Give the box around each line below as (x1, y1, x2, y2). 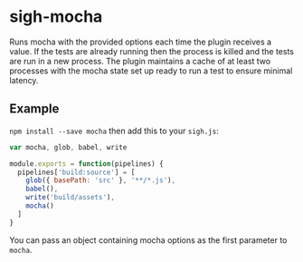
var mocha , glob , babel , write (9, 142, 128, 151)
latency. (9, 74, 39, 85)
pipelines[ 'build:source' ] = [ (17, 168, 136, 177)
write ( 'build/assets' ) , (25, 193, 116, 202)
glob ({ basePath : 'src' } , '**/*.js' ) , (25, 176, 176, 185)
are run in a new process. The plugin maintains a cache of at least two (9, 55, 271, 66)
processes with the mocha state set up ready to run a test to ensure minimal (9, 65, 293, 76)
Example (9, 102, 60, 117)
